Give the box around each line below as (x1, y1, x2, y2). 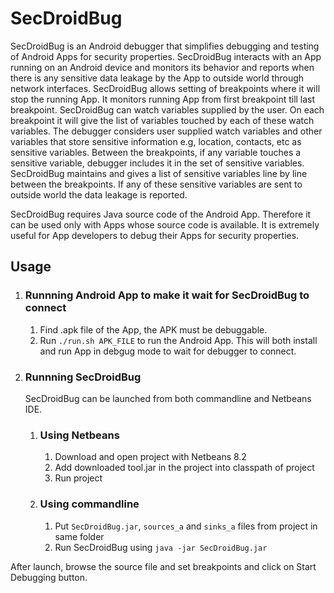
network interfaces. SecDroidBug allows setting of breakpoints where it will (10, 82, 321, 94)
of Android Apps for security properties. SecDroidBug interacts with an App (10, 50, 322, 62)
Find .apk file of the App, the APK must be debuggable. (39, 323, 268, 336)
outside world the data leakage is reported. (10, 188, 188, 201)
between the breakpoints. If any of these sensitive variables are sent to (10, 178, 303, 190)
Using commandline (39, 497, 140, 511)
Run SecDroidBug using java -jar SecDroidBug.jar (54, 541, 268, 553)
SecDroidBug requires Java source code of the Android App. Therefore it (10, 208, 312, 220)
